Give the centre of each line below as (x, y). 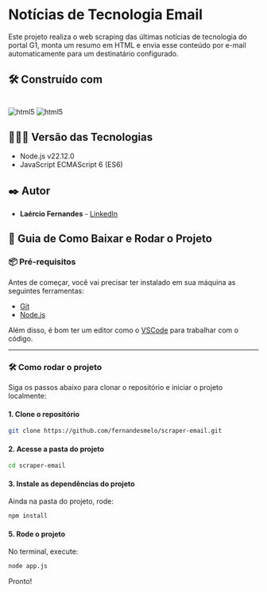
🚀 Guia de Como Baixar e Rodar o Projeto (110, 239)
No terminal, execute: (43, 551)
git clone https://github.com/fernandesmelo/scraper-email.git (115, 431)
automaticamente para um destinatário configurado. (93, 53)
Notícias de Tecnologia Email (106, 15)
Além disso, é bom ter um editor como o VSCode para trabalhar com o (124, 330)
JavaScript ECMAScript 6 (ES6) (71, 165)
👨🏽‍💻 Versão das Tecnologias (81, 137)
